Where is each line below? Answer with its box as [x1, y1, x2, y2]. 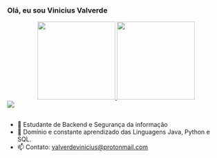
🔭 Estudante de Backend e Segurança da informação [17, 120, 168, 128]
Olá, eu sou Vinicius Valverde [7, 6, 108, 15]
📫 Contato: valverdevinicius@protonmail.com [17, 143, 149, 151]
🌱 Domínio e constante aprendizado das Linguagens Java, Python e [17, 128, 211, 136]
